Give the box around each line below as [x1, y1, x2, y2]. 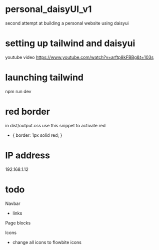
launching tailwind [5, 72, 84, 83]
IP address [5, 149, 50, 161]
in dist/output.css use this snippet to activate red [5, 122, 106, 128]
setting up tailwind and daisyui [5, 38, 135, 49]
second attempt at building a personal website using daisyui [5, 20, 129, 26]
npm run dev [5, 88, 31, 94]
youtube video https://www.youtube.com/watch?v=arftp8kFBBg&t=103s [5, 54, 154, 60]
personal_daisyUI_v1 [5, 4, 92, 15]
